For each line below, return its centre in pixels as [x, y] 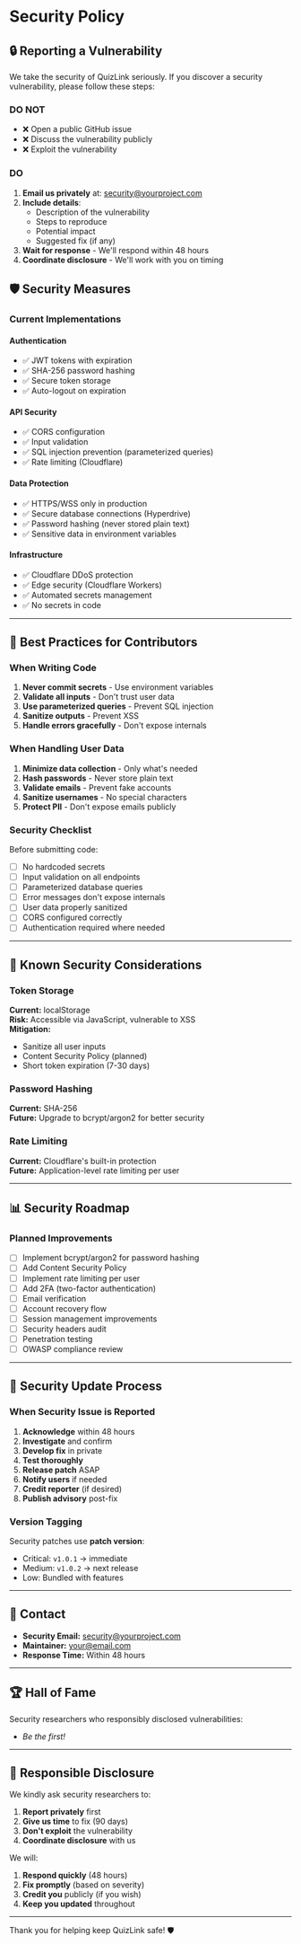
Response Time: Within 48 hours [84, 1655]
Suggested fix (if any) [76, 241]
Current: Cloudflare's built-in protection [83, 1161]
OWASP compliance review [73, 1348]
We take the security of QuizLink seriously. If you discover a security [136, 77]
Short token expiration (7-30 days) [86, 1065]
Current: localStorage [50, 1010]
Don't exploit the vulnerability [77, 1831]
